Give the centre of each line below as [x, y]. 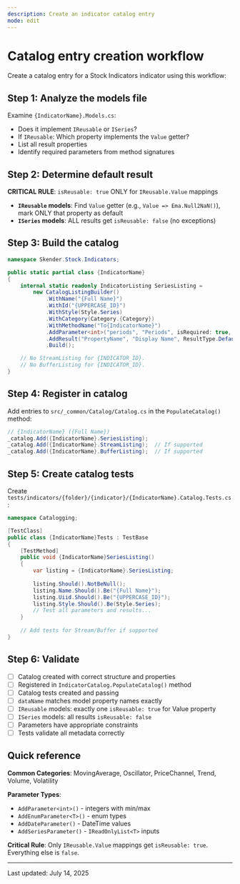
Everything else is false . [44, 852]
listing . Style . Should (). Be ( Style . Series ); [97, 604]
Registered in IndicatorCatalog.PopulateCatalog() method [104, 684]
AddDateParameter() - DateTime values [74, 823]
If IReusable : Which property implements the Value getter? [103, 137]
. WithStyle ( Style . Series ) [84, 312]
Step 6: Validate [44, 659]
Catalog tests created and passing [68, 693]
